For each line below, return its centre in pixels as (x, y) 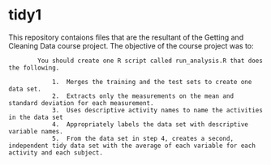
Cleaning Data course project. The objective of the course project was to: (131, 45)
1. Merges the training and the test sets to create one (152, 82)
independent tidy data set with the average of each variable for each (132, 146)
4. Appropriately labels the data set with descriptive (150, 124)
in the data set (36, 117)
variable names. (36, 131)
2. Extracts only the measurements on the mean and (142, 96)
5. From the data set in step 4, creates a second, (142, 138)
